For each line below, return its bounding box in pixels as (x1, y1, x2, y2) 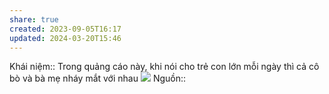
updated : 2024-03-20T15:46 (9, 33, 122, 43)
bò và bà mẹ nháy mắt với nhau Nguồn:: (9, 72, 187, 85)
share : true (9, 14, 59, 25)
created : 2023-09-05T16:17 (9, 24, 122, 34)
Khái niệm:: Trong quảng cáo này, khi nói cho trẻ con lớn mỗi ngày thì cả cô (9, 61, 320, 73)
